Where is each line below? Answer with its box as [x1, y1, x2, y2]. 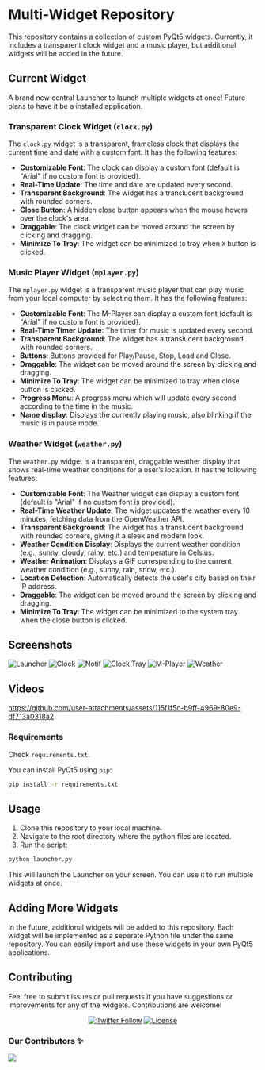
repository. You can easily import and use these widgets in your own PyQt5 [8, 939, 253, 949]
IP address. [19, 581, 57, 591]
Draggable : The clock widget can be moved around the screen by [19, 222, 235, 232]
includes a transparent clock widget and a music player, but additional [8, 40, 237, 49]
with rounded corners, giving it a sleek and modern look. [19, 530, 204, 541]
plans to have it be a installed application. [8, 101, 143, 110]
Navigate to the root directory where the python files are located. [19, 832, 232, 841]
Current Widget [8, 71, 87, 85]
